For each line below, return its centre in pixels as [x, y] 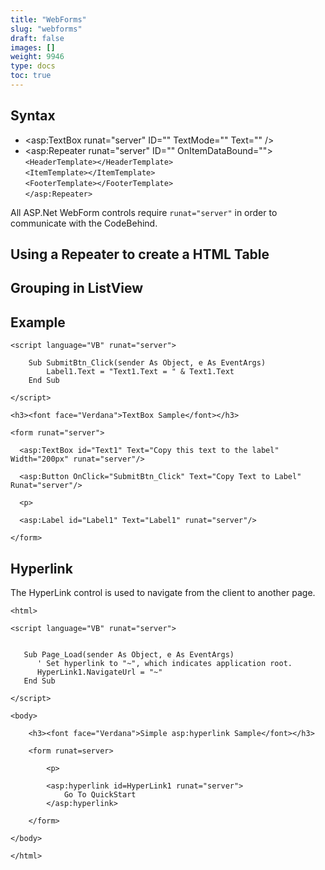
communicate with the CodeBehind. [84, 223]
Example [38, 322]
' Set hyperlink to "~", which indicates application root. [164, 664]
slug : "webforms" [46, 29]
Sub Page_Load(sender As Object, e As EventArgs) [129, 655]
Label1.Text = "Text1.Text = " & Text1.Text [140, 372]
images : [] [33, 47]
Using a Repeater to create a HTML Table [140, 254]
